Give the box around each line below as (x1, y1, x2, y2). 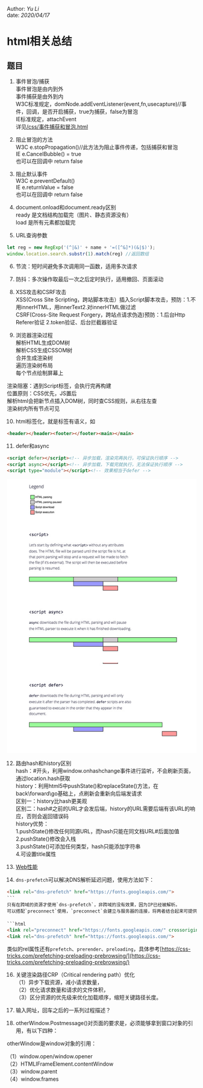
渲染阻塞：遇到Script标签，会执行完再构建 (7, 382, 111, 389)
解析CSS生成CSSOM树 (15, 346, 73, 353)
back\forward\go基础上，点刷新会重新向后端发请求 (15, 790, 142, 798)
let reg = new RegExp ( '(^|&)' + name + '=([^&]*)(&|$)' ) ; (7, 244, 155, 251)
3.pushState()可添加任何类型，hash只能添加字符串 (15, 843, 141, 850)
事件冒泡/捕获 (15, 78, 50, 85)
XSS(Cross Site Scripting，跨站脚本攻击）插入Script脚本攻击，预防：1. (15, 296, 191, 303)
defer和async (15, 442, 50, 450)
